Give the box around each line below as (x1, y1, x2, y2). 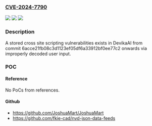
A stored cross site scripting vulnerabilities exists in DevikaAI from (5, 39, 143, 46)
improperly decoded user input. (5, 51, 71, 57)
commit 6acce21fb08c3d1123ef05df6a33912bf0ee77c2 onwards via (5, 45, 147, 51)
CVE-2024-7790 (5, 4, 47, 11)
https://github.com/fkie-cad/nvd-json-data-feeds (12, 115, 116, 121)
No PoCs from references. (5, 87, 60, 93)
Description (5, 28, 35, 35)
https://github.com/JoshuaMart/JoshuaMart (12, 110, 104, 116)
